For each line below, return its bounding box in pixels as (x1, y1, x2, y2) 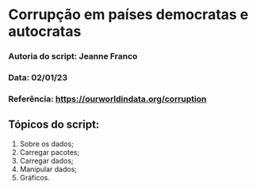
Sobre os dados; (19, 139, 74, 148)
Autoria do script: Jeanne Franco (8, 51, 138, 62)
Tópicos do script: (8, 118, 100, 132)
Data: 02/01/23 (8, 72, 68, 83)
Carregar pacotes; (19, 147, 80, 156)
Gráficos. (19, 172, 50, 182)
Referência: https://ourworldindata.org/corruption (8, 93, 207, 104)
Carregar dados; (19, 156, 74, 165)
